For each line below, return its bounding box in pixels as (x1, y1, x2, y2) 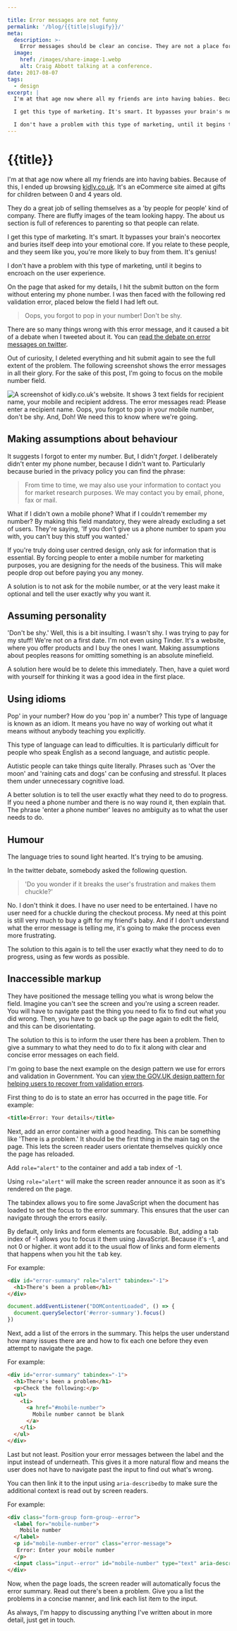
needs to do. (7, 813, 44, 822)
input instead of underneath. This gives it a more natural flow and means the (7, 1458, 229, 1466)
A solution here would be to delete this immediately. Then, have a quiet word (7, 665, 230, 673)
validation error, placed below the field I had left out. (7, 297, 159, 306)
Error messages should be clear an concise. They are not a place (20, 43, 219, 50)
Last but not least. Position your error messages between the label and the (7, 1450, 224, 1458)
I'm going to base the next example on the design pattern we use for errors (7, 1064, 226, 1072)
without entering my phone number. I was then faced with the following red (7, 290, 226, 298)
